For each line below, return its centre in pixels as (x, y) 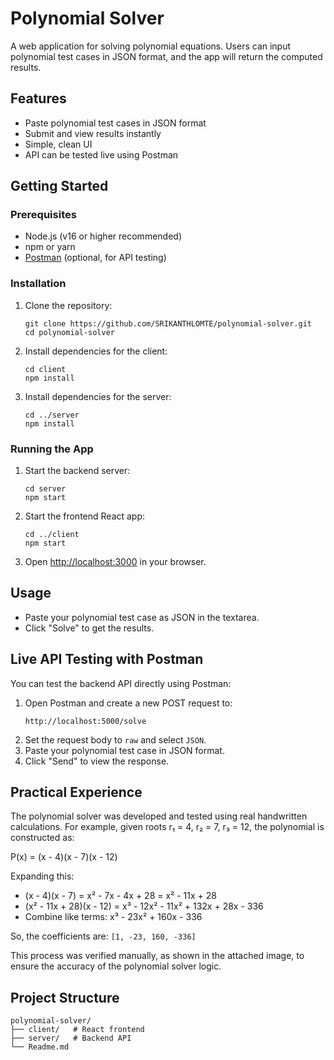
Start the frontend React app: (85, 516)
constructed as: (42, 838)
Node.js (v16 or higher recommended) (103, 236)
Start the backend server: (77, 471)
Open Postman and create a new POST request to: (128, 703)
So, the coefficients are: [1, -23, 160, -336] (103, 936)
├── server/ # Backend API (71, 1038)
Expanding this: (42, 876)
